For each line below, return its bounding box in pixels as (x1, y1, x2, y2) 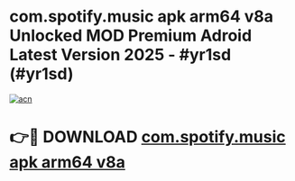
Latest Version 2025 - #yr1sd (9, 45, 232, 65)
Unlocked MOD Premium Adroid (9, 25, 253, 46)
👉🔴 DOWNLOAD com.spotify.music (9, 127, 286, 148)
